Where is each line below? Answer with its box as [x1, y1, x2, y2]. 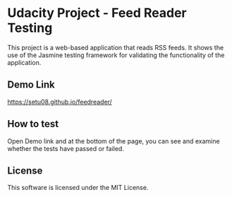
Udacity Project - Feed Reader [7, 5, 187, 21]
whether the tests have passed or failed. [7, 144, 125, 153]
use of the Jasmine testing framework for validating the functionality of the [7, 51, 225, 59]
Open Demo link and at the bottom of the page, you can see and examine [7, 136, 220, 145]
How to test [7, 118, 59, 130]
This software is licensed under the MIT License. [7, 184, 149, 192]
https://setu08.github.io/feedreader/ [7, 97, 113, 106]
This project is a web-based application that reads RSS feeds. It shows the [7, 43, 224, 52]
